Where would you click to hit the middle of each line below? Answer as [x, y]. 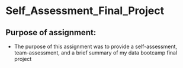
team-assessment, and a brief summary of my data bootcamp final [96, 53]
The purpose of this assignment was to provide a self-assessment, [96, 46]
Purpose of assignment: [51, 33]
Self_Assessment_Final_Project [85, 11]
